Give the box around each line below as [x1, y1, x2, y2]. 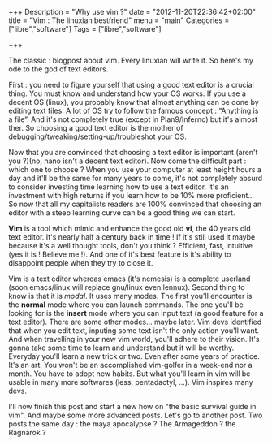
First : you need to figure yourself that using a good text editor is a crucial [8, 80, 254, 89]
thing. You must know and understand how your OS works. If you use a [8, 89, 246, 98]
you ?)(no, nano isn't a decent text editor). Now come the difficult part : [8, 156, 247, 166]
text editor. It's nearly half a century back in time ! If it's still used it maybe [8, 232, 256, 242]
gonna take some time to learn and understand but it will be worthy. [8, 343, 235, 352]
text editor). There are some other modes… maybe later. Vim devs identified [8, 317, 262, 326]
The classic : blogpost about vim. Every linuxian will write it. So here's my [8, 56, 254, 65]
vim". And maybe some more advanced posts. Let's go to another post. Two [8, 410, 263, 420]
